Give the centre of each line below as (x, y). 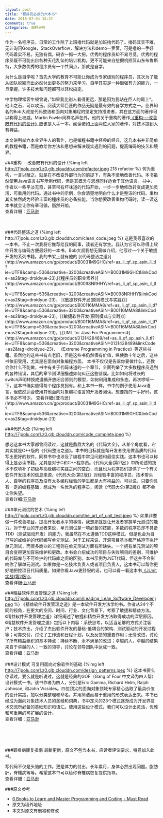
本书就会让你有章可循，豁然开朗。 (39, 206)
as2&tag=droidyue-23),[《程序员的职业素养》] (54, 278)
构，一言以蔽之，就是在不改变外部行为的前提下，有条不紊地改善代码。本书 (79, 175)
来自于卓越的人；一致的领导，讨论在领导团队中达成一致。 (62, 647)
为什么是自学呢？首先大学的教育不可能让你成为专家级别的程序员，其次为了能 (81, 77)
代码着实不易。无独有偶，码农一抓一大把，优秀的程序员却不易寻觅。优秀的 (79, 55)
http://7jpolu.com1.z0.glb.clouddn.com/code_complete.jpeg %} (68, 435)
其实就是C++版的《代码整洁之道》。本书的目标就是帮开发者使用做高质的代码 (81, 451)
